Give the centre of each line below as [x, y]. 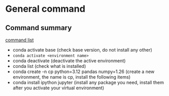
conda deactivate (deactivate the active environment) [69, 61]
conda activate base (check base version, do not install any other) [82, 50]
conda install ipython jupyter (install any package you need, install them [88, 82]
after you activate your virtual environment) [58, 88]
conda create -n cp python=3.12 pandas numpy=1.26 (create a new [83, 71]
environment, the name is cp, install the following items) [71, 77]
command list [20, 40]
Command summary [39, 28]
